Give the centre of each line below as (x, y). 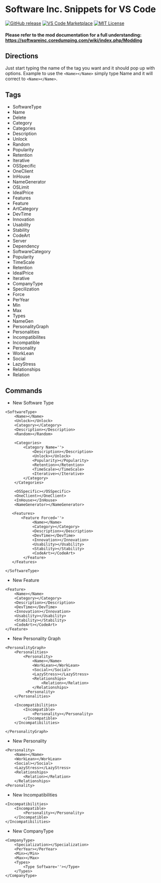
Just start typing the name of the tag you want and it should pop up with (80, 68)
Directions (22, 56)
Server (19, 241)
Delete (19, 117)
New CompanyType (33, 831)
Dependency (26, 246)
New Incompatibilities (35, 795)
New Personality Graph (36, 638)
